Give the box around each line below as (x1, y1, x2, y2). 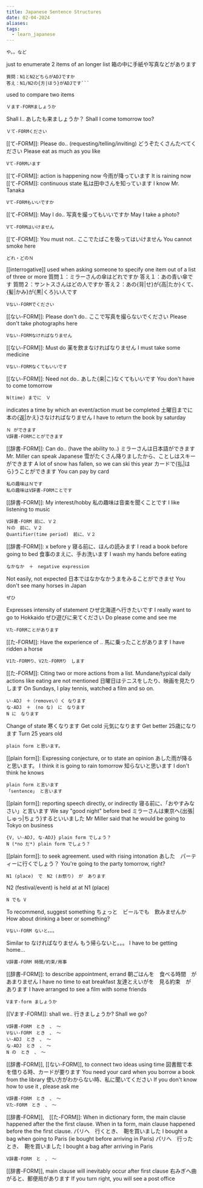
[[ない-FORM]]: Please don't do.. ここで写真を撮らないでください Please (6, 313, 187, 321)
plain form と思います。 (6, 743, 63, 750)
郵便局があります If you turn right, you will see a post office (27, 1175, 176, 1183)
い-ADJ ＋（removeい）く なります (6, 698, 86, 704)
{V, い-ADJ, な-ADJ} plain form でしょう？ (6, 835, 111, 841)
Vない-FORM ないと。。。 (6, 928, 58, 934)
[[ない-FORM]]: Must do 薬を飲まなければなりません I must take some (6, 344, 181, 351)
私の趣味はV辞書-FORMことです (6, 487, 73, 494)
